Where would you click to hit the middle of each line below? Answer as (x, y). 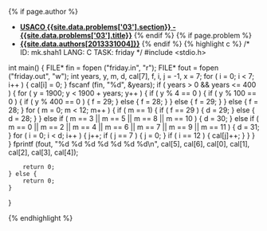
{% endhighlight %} (41, 218)
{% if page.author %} (43, 12)
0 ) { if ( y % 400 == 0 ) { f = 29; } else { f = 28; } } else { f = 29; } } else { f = (133, 102)
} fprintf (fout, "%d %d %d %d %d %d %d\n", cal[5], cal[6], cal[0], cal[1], (129, 144)
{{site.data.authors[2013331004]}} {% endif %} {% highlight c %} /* (135, 44)
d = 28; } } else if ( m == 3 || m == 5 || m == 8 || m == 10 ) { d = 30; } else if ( (133, 118)
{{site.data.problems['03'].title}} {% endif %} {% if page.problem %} (136, 35)
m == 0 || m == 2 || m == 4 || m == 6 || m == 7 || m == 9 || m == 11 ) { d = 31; (134, 127)
